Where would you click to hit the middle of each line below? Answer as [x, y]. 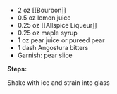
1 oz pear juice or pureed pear [61, 40]
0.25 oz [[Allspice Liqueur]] [57, 25]
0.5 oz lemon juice [44, 18]
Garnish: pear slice [45, 55]
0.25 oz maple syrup [47, 33]
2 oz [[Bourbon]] [42, 10]
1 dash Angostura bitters [53, 48]
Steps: [17, 69]
